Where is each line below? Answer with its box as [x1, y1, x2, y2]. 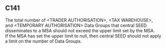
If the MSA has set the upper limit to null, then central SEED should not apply [5, 33, 162, 39]
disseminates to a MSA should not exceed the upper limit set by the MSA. [5, 27, 155, 34]
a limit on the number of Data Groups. [5, 38, 82, 44]
